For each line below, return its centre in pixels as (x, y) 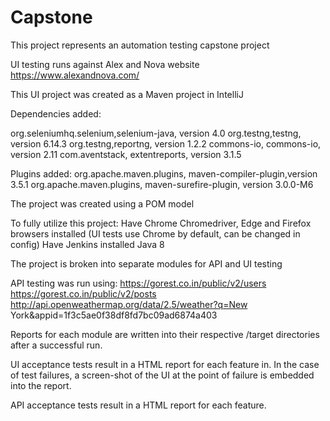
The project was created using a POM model (102, 203)
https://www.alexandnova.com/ (75, 75)
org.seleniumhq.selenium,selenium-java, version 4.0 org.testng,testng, (156, 133)
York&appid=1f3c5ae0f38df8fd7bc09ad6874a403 (114, 315)
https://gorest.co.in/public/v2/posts (83, 293)
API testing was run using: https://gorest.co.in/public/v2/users (138, 283)
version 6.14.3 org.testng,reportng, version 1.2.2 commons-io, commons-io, (166, 143)
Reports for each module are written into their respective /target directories (165, 334)
